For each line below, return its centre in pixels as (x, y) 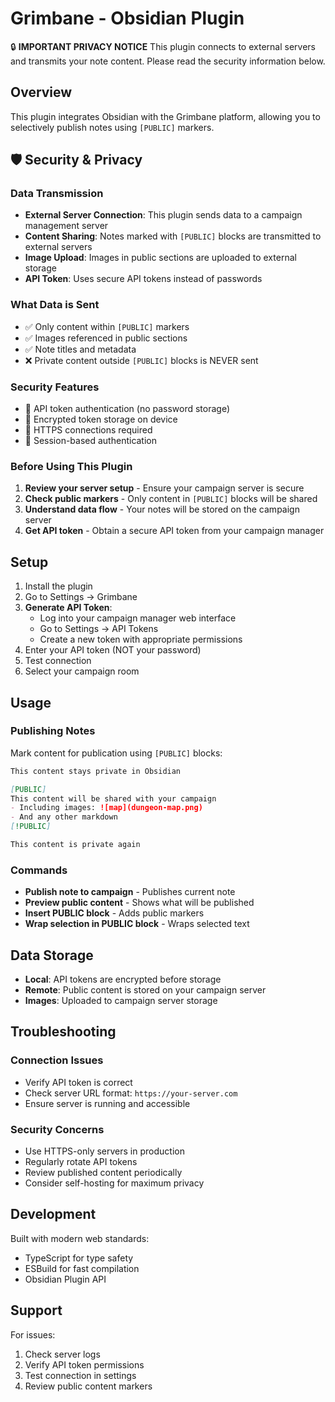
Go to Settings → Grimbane (81, 597)
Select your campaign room (82, 671)
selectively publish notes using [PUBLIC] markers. (112, 127)
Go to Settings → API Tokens (99, 629)
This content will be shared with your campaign (113, 798)
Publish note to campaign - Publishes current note (130, 892)
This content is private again (75, 845)
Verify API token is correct (78, 1082)
